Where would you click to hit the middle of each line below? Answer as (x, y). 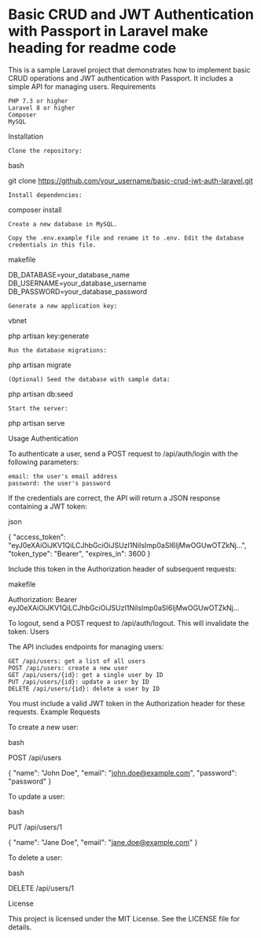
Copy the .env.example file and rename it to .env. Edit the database (126, 238)
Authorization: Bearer (42, 599)
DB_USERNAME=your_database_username (77, 283)
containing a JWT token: (48, 506)
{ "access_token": (37, 537)
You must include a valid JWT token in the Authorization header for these (127, 703)
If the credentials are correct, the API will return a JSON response (114, 497)
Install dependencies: (45, 195)
